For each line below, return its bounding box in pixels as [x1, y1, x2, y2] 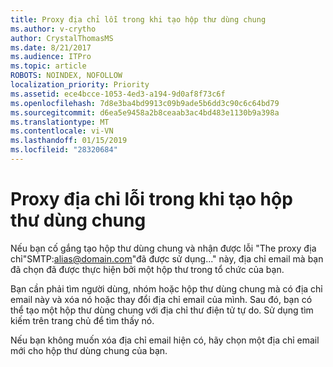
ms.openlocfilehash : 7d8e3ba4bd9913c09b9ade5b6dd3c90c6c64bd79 [10, 98, 280, 108]
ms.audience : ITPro [10, 52, 92, 62]
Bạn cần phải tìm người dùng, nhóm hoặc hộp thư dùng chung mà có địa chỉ [10, 282, 323, 295]
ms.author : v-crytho [10, 24, 97, 34]
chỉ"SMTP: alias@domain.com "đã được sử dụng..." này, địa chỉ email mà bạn [10, 252, 324, 265]
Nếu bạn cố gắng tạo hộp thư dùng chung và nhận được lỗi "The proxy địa [10, 242, 317, 254]
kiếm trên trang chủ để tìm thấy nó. [10, 314, 155, 326]
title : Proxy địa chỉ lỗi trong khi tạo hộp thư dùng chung [10, 14, 267, 25]
